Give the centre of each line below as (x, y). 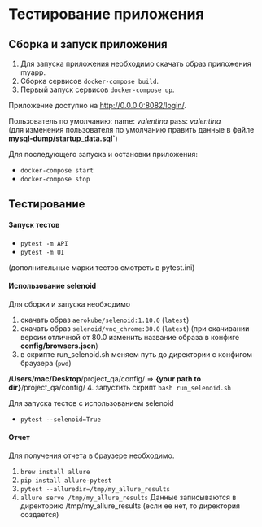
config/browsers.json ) (59, 346)
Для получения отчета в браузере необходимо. (92, 455)
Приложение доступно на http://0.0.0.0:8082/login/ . (98, 105)
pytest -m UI (42, 252)
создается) (39, 514)
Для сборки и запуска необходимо (70, 304)
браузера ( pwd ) (46, 363)
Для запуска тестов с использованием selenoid (91, 403)
